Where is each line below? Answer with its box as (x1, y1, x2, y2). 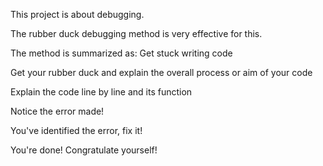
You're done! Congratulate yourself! (10, 144, 158, 156)
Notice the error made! (10, 105, 105, 117)
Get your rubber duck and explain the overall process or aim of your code (10, 67, 313, 78)
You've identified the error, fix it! (10, 125, 143, 136)
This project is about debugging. (10, 9, 145, 20)
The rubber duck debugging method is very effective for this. (10, 28, 263, 39)
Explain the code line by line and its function (10, 86, 193, 98)
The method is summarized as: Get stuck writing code (10, 47, 233, 59)
